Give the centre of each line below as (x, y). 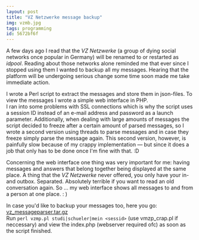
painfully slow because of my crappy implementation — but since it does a (98, 145)
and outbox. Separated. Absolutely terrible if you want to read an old (90, 182)
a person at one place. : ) (37, 194)
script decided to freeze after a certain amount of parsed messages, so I (95, 126)
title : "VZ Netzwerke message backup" (54, 17)
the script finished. (29, 231)
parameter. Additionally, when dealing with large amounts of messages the (98, 119)
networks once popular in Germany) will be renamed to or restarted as (92, 57)
